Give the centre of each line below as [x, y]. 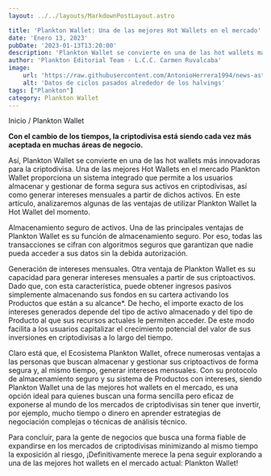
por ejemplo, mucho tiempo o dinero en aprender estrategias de [115, 413]
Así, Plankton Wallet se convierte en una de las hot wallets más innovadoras [134, 161]
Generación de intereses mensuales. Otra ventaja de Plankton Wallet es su [132, 269]
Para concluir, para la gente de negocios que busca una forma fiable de [127, 437]
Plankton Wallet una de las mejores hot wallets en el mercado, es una [123, 387]
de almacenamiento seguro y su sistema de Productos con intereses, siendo [135, 379]
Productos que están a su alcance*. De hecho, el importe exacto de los [126, 303]
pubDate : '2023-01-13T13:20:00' [63, 45]
